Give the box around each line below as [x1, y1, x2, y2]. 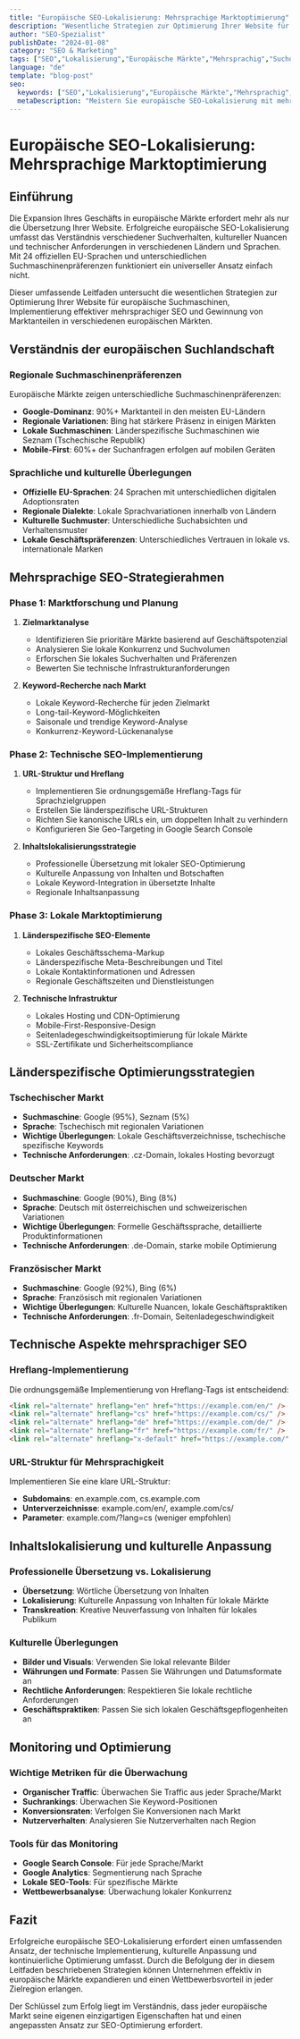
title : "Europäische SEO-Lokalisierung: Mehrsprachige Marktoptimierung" [9, 13, 290, 22]
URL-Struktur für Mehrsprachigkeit [9, 1455, 164, 1468]
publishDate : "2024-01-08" [9, 38, 110, 47]
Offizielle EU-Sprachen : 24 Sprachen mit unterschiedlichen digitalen [21, 486, 277, 497]
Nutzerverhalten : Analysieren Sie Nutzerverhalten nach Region [21, 1815, 256, 1825]
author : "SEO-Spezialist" [9, 30, 105, 38]
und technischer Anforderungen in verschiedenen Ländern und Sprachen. [9, 241, 281, 252]
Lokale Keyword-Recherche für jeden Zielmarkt [35, 698, 210, 708]
